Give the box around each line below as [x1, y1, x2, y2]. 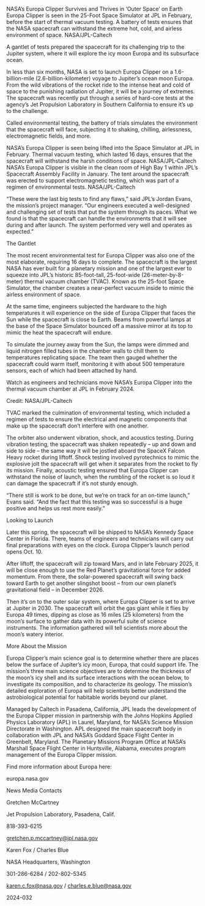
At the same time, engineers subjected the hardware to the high [6, 303, 167, 310]
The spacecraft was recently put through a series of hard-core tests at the [6, 95, 194, 101]
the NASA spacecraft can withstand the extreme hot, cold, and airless [6, 25, 182, 32]
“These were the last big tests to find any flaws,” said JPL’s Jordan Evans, [6, 195, 193, 202]
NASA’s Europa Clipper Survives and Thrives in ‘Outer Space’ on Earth [6, 6, 183, 12]
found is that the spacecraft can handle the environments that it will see [6, 215, 187, 222]
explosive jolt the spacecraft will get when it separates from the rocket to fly [6, 460, 198, 467]
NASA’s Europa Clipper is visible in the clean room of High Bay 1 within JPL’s [6, 164, 198, 171]
